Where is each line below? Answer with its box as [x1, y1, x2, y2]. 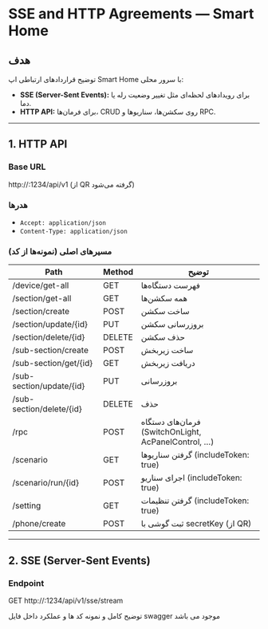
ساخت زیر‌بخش [140, 344, 194, 356]
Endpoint [8, 577, 45, 588]
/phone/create [12, 518, 66, 529]
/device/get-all [12, 280, 69, 291]
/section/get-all [12, 293, 72, 304]
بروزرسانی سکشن [140, 319, 204, 330]
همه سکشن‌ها [140, 293, 187, 304]
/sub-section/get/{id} [12, 358, 93, 369]
